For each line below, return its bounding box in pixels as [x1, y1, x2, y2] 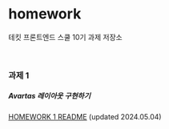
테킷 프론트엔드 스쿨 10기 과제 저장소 [8, 32, 123, 42]
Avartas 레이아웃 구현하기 [8, 91, 91, 101]
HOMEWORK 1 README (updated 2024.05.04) [8, 111, 162, 121]
